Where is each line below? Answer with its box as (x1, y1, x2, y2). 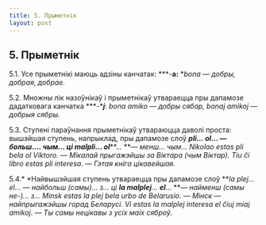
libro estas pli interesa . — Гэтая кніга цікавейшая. (9, 159, 175, 169)
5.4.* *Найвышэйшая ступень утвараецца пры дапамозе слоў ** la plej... (9, 174, 255, 184)
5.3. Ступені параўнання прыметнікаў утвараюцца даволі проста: (9, 125, 232, 135)
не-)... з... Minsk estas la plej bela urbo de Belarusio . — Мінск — (9, 191, 222, 200)
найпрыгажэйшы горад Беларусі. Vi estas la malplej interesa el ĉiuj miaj (9, 200, 250, 209)
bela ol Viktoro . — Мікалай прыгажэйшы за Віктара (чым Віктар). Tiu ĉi (9, 151, 250, 160)
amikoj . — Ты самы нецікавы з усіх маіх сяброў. (9, 208, 173, 218)
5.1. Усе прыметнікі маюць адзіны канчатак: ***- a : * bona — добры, (9, 69, 236, 79)
